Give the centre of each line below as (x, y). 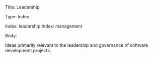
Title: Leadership (22, 7)
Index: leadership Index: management (44, 26)
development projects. (28, 50)
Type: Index (17, 16)
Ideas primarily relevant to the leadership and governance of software (76, 45)
